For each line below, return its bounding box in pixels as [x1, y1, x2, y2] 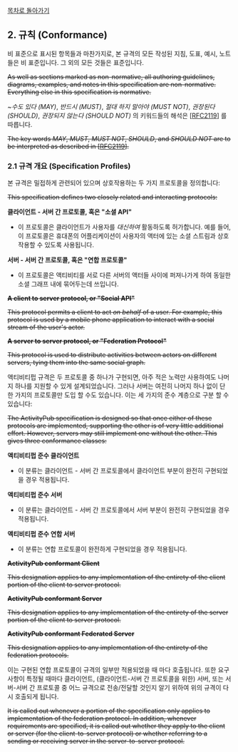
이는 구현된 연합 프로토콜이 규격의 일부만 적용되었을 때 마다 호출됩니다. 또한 [7, 666, 217, 674]
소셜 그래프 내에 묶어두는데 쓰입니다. [17, 280, 119, 289]
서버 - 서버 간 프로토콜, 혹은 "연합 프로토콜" [7, 256, 128, 264]
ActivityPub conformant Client [7, 559, 100, 568]
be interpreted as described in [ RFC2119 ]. [7, 142, 130, 150]
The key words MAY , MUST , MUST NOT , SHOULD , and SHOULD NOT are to [7, 134, 231, 143]
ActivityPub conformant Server [7, 594, 103, 603]
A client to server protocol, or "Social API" [7, 294, 135, 303]
